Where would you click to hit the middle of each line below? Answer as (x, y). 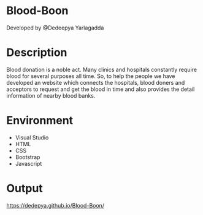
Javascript (29, 163)
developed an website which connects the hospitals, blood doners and (96, 82)
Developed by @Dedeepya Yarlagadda (55, 28)
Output (25, 189)
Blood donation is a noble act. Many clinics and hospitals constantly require (102, 69)
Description (37, 53)
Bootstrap (28, 157)
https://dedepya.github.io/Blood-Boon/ (56, 205)
